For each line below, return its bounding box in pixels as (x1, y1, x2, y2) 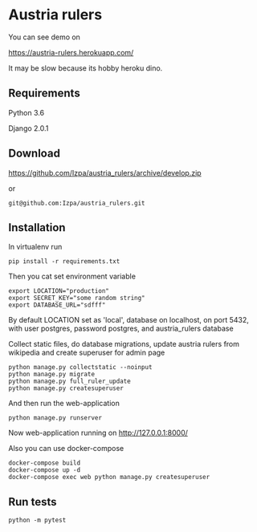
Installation (8, 221, 66, 234)
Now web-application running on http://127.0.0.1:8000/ (8, 428, 189, 438)
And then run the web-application (8, 399, 120, 408)
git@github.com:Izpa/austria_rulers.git (8, 199, 146, 207)
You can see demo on (8, 32, 80, 42)
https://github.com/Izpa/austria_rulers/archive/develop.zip (8, 168, 202, 177)
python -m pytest (8, 516, 67, 525)
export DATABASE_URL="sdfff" (8, 301, 106, 310)
